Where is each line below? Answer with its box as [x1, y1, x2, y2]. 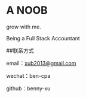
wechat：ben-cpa [6, 72, 51, 79]
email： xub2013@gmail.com [6, 59, 76, 67]
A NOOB [6, 4, 48, 17]
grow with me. [6, 23, 42, 30]
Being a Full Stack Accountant [6, 34, 81, 42]
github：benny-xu [6, 84, 51, 92]
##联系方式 [6, 47, 34, 54]
